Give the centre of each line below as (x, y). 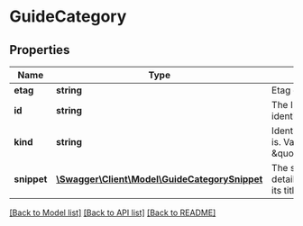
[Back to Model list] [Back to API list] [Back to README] (113, 212)
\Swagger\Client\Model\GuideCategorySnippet (159, 179)
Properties (40, 50)
